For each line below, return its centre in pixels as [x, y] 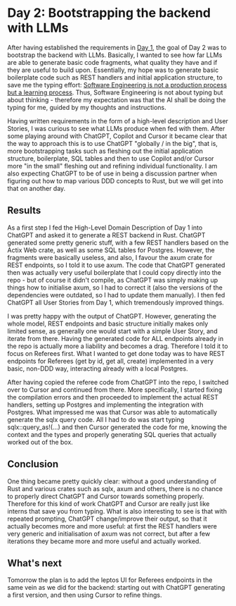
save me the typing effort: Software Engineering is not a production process [117, 85]
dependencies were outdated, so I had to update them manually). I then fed [116, 295]
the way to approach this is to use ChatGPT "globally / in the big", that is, [112, 143]
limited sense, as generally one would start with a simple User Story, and [112, 331]
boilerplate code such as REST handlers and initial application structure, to [115, 77]
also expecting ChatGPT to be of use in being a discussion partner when [112, 173]
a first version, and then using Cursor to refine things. [85, 595]
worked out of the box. [40, 442]
